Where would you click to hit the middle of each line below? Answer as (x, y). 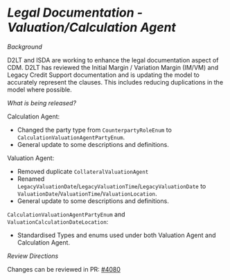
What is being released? (42, 103)
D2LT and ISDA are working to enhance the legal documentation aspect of (113, 60)
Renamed (31, 179)
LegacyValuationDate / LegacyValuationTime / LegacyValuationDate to (112, 186)
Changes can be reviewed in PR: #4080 (64, 269)
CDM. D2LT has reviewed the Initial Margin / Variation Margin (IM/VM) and (113, 67)
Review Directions (33, 256)
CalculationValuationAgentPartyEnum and (67, 214)
